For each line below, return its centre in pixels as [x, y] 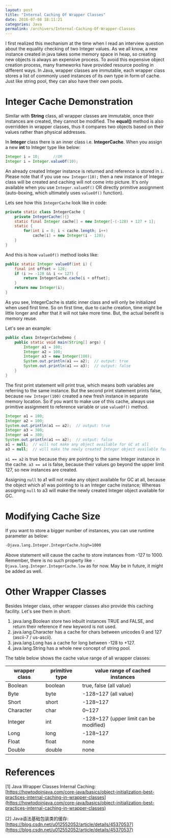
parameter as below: [27, 536]
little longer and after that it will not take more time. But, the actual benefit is [85, 313]
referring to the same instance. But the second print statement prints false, [83, 390]
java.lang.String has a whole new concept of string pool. [72, 648]
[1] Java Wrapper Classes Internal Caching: [51, 786]
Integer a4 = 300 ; [25, 435]
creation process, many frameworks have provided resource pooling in [80, 65]
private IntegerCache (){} [42, 217]
